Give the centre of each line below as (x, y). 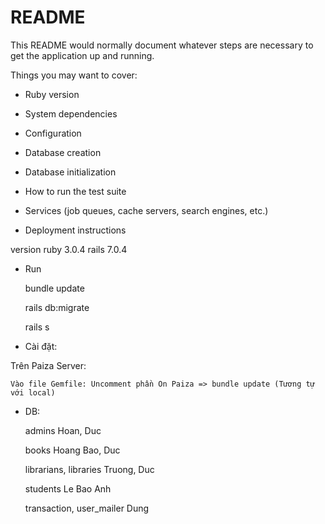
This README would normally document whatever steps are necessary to (162, 45)
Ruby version (52, 94)
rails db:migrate (57, 307)
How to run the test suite (75, 191)
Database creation (63, 152)
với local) (33, 392)
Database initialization (70, 172)
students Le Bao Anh (68, 488)
